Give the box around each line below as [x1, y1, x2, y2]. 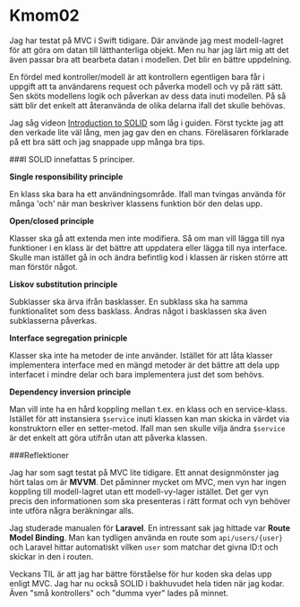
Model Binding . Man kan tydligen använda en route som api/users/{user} [9, 532, 284, 542]
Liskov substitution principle [9, 279, 118, 290]
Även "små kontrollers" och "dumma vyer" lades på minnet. [9, 587, 229, 598]
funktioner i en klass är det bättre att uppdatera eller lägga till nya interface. [9, 242, 288, 253]
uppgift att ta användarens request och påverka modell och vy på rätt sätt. [9, 81, 284, 91]
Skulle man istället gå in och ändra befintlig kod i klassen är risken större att [9, 252, 288, 263]
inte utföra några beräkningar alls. [9, 505, 134, 516]
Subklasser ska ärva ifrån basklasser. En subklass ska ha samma [9, 296, 248, 307]
